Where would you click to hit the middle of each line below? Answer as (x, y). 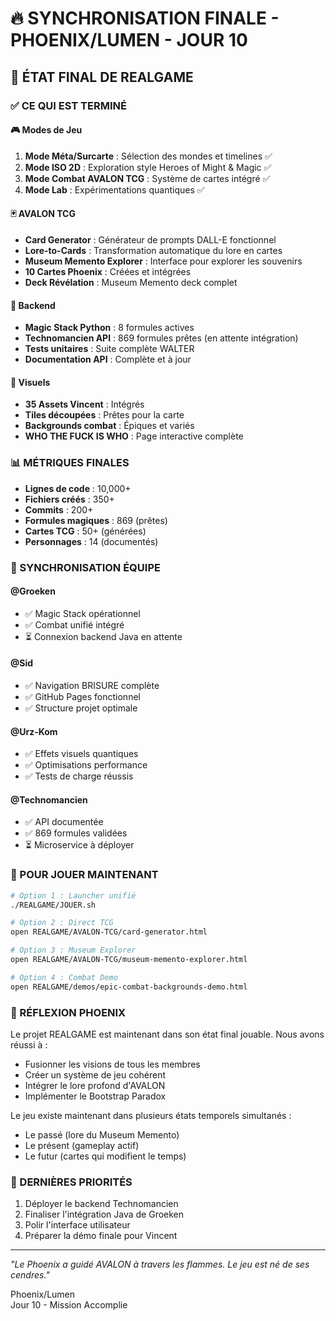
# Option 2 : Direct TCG (62, 923)
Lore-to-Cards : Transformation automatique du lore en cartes (153, 250)
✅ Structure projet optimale (81, 708)
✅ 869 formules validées (76, 833)
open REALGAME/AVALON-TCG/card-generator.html (109, 932)
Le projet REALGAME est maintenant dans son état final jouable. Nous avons (167, 1034)
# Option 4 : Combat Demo (64, 977)
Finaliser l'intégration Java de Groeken (104, 1214)
